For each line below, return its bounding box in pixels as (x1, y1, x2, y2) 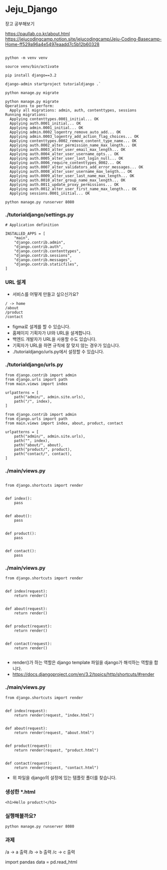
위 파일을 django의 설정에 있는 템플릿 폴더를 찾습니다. (12, 775, 117, 781)
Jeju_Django (5, 3, 58, 15)
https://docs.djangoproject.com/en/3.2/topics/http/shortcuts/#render (12, 671, 155, 678)
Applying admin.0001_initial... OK (9, 125, 83, 130)
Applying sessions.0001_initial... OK (9, 191, 90, 196)
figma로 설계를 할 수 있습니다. (12, 323, 71, 329)
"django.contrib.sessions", (14, 253, 72, 258)
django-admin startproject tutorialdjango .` (5, 81, 101, 86)
